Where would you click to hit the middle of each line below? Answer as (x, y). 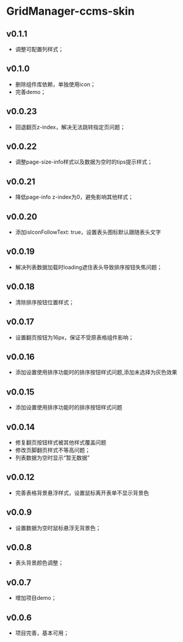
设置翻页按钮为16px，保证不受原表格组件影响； (74, 337)
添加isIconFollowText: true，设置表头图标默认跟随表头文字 (88, 232)
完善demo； (30, 92)
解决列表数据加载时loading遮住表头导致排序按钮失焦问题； (89, 267)
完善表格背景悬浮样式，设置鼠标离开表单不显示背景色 (82, 492)
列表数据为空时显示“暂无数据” (52, 458)
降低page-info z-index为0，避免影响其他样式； (74, 197)
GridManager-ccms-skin (70, 11)
